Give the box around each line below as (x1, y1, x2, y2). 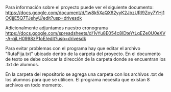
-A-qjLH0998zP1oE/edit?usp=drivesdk (5, 35, 87, 41)
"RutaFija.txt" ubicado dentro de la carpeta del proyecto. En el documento (5, 51, 161, 57)
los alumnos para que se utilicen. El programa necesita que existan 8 (5, 77, 150, 82)
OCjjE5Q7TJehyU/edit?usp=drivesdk (5, 15, 82, 21)
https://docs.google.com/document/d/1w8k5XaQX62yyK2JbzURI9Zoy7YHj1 (5, 10, 165, 16)
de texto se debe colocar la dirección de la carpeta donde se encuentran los (5, 56, 166, 62)
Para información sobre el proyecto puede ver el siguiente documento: (5, 5, 154, 10)
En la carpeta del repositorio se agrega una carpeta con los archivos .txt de (5, 71, 164, 77)
